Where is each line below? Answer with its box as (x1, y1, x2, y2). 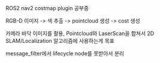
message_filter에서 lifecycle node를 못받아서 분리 (5, 50, 124, 57)
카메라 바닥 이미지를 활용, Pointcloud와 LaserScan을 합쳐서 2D (5, 30, 155, 37)
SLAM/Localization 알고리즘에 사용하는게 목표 (5, 37, 114, 44)
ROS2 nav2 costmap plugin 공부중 (5, 5, 89, 11)
